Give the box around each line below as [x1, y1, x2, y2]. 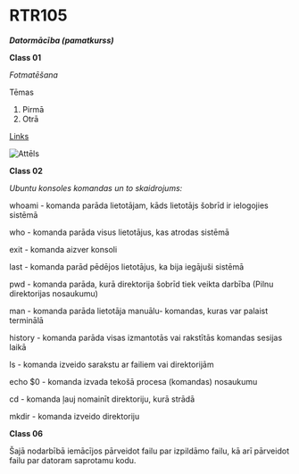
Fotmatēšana [9, 69, 58, 80]
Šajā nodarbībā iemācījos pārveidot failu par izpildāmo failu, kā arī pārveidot [9, 445, 290, 456]
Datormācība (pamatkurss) [9, 35, 114, 46]
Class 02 [9, 165, 43, 176]
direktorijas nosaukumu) [9, 287, 98, 299]
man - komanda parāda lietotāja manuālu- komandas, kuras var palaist [9, 305, 269, 316]
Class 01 [9, 52, 42, 62]
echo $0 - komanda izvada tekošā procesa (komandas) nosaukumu [9, 376, 258, 387]
